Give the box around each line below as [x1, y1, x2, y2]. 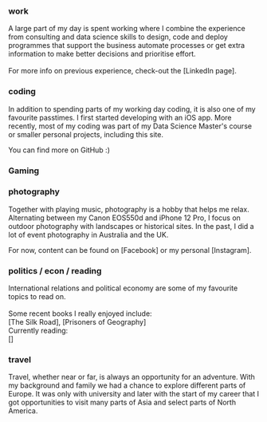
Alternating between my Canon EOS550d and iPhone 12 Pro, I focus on [8, 213, 241, 223]
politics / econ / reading [8, 265, 102, 276]
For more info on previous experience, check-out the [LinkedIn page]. [8, 66, 237, 76]
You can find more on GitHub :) [8, 145, 110, 155]
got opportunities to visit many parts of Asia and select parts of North [8, 397, 237, 408]
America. [8, 406, 38, 416]
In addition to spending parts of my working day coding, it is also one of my [8, 104, 257, 113]
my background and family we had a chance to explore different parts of [8, 381, 246, 390]
